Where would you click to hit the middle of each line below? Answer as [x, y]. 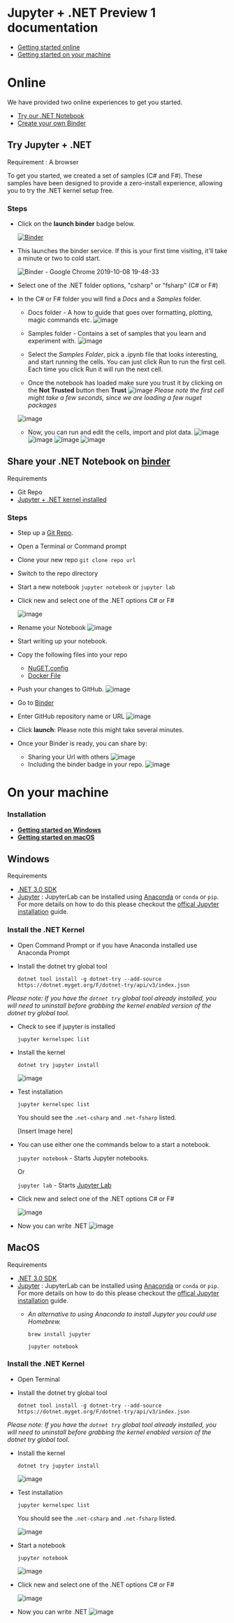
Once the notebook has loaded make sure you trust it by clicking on [125, 382]
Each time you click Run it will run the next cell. [95, 369]
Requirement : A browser [43, 162]
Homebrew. [44, 1321]
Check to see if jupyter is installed [66, 1027]
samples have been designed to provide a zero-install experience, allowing [115, 183]
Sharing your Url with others [68, 757]
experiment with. [52, 341]
